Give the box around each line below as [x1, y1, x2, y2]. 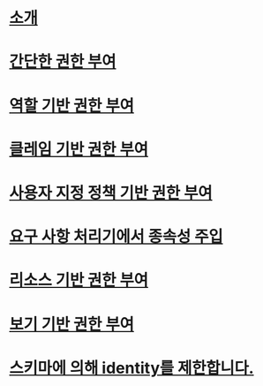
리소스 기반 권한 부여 [9, 270, 148, 291]
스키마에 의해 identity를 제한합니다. [9, 358, 254, 378]
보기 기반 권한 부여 [9, 314, 134, 334]
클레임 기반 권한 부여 [9, 139, 148, 159]
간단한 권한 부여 [9, 52, 116, 72]
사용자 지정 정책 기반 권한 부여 [9, 183, 214, 203]
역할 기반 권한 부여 [9, 95, 134, 116]
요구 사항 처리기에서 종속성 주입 [9, 227, 223, 247]
